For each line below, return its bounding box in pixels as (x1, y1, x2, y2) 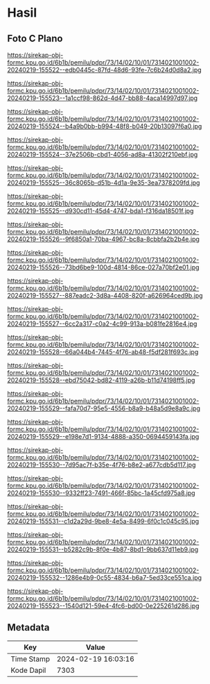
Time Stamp (10, 654, 51, 664)
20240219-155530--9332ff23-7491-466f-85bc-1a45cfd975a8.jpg (7, 489, 195, 497)
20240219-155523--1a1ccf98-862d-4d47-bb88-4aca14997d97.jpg (7, 94, 198, 102)
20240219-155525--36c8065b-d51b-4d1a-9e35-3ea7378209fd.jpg (7, 178, 200, 187)
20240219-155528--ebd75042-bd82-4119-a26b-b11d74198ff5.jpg (7, 376, 195, 384)
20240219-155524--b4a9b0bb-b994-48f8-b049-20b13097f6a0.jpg (7, 122, 202, 130)
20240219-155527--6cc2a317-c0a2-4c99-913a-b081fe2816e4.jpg (7, 319, 198, 328)
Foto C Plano (7, 33, 63, 44)
